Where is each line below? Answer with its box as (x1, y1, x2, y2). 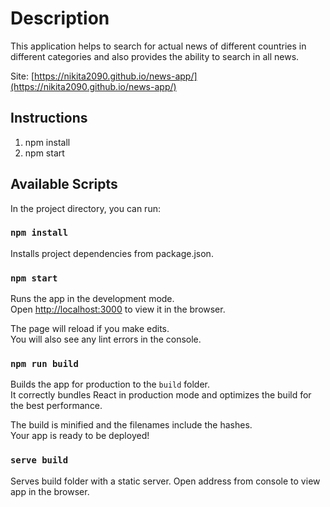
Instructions (10, 110, 88, 127)
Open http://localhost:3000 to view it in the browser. (10, 303, 226, 316)
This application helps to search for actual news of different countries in (10, 40, 307, 52)
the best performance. (10, 400, 103, 412)
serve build (10, 455, 69, 466)
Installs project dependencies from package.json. (10, 247, 214, 259)
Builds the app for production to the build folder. (10, 378, 211, 391)
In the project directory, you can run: (10, 202, 161, 214)
